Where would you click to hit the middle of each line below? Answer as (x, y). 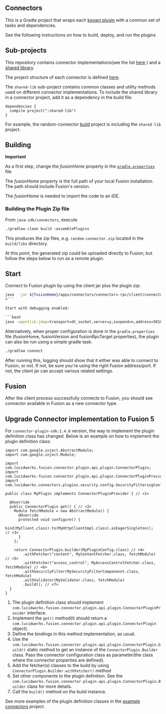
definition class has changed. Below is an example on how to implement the (82, 436)
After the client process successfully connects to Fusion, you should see (79, 398)
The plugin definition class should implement (58, 602)
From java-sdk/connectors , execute (41, 220)
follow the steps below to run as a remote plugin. (55, 258)
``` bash (13, 317)
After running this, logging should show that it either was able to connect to (82, 360)
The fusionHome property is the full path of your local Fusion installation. (80, 181)
